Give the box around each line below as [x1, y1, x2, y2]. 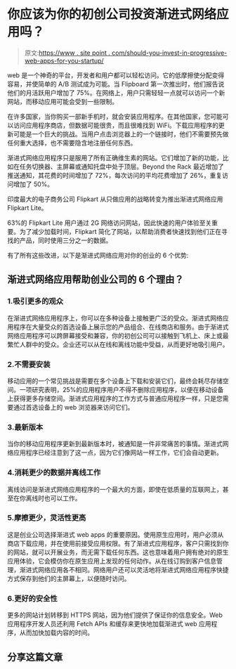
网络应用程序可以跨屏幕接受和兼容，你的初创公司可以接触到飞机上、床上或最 [7, 331, 229, 339]
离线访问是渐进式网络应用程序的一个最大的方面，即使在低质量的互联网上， [7, 485, 223, 493]
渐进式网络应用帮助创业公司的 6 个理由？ [7, 273, 184, 285]
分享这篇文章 [7, 651, 63, 663]
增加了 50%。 [13, 180, 54, 188]
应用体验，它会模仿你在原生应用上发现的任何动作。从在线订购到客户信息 [7, 557, 216, 565]
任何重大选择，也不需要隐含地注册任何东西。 [7, 138, 137, 147]
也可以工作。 [44, 493, 81, 502]
